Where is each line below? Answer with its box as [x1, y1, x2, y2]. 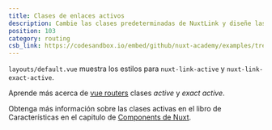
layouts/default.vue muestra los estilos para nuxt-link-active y [8, 64, 225, 73]
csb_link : [8, 42, 42, 50]
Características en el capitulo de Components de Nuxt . [8, 112, 192, 122]
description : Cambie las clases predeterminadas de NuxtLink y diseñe [8, 19, 252, 27]
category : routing [8, 34, 70, 43]
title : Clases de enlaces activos [8, 11, 125, 20]
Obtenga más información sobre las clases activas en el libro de [8, 104, 222, 114]
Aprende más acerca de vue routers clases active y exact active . [8, 88, 225, 98]
